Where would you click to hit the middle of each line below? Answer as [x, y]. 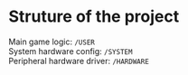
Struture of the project [94, 17]
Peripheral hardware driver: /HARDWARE [79, 61]
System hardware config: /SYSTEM [70, 51]
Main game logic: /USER [52, 42]
